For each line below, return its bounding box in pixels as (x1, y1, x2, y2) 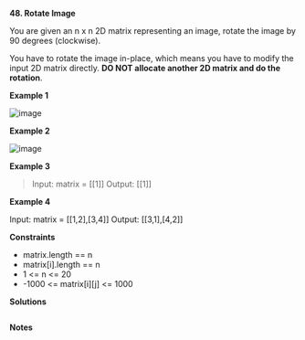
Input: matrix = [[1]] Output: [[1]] (31, 178, 152, 189)
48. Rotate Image (9, 8, 76, 18)
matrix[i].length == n (22, 260, 100, 270)
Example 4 (9, 197, 51, 207)
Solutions (9, 296, 47, 307)
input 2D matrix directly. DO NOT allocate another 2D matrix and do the (9, 63, 281, 73)
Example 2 (9, 125, 50, 136)
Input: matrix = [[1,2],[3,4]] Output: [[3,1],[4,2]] (9, 214, 184, 225)
